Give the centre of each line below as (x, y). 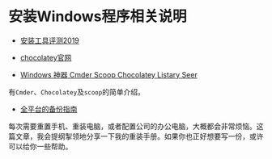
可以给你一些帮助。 (40, 146)
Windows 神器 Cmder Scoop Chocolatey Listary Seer (109, 74)
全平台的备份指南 (49, 109)
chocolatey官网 (46, 57)
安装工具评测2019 (49, 40)
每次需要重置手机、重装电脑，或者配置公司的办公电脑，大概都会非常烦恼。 (132, 126)
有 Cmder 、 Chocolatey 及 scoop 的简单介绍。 (77, 92)
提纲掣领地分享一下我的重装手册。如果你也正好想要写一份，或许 (157, 136)
